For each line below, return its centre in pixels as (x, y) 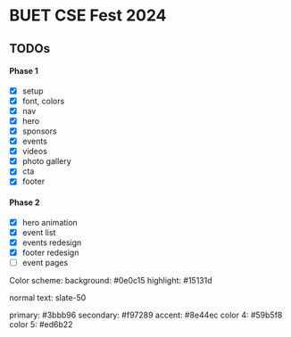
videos (34, 152)
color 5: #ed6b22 (41, 324)
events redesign (52, 242)
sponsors (39, 131)
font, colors (43, 101)
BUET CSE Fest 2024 (88, 16)
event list (39, 232)
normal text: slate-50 (48, 297)
